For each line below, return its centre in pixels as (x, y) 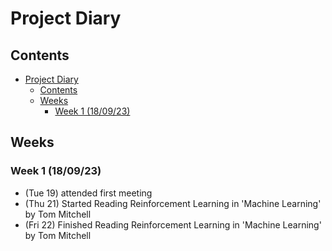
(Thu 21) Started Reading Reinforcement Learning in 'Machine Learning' (173, 203)
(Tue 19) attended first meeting (88, 193)
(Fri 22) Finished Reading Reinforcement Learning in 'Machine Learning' (173, 224)
